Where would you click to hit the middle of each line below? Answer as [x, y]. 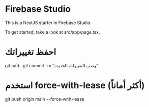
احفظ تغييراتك [31, 52]
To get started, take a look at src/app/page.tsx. [53, 32]
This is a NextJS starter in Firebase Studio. [48, 23]
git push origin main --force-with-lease [45, 99]
